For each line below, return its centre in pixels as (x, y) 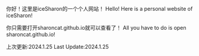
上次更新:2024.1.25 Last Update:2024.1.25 (57, 47)
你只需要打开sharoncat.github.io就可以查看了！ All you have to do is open (96, 28)
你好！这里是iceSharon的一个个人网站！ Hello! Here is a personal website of (99, 9)
